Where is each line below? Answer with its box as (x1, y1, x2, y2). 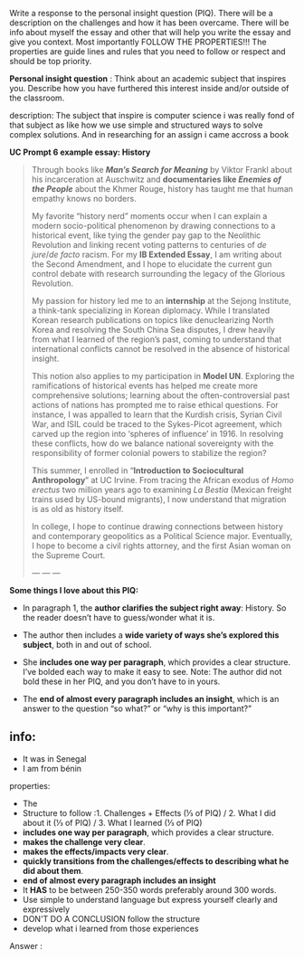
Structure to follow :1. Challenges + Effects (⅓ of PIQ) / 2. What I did (22, 807, 276, 818)
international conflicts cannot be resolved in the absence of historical (31, 344, 290, 354)
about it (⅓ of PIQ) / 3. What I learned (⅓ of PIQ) (22, 817, 203, 828)
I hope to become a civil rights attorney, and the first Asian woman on (31, 540, 291, 551)
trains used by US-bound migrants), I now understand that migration (31, 494, 287, 505)
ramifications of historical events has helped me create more (31, 380, 258, 391)
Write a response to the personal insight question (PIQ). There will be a (9, 8, 273, 18)
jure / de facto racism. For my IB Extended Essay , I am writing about (31, 249, 282, 260)
